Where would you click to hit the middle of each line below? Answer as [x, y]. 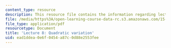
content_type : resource [31, 10]
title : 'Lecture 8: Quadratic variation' [50, 33]
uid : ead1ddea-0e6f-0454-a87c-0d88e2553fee [52, 38]
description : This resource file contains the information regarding [81, 14]
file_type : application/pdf [35, 24]
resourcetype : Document [31, 28]
